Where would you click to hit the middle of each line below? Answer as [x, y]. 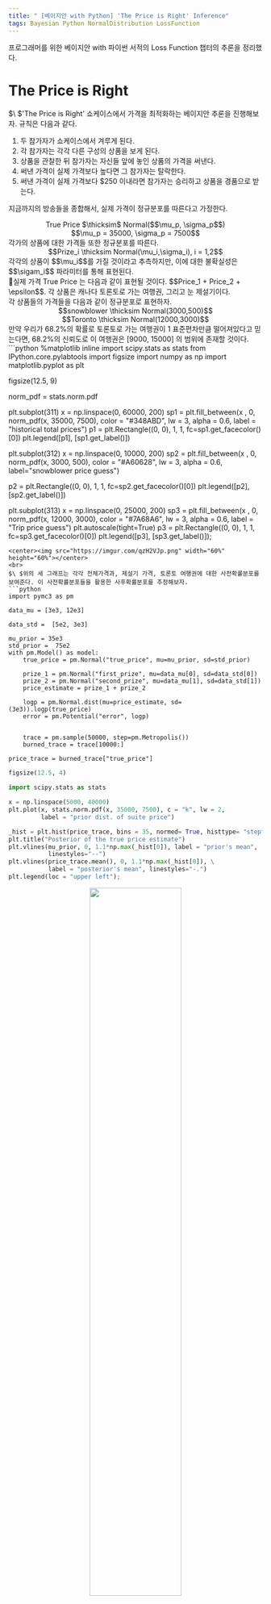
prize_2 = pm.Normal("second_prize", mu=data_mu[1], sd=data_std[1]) [142, 681]
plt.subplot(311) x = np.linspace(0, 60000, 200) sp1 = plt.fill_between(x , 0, [132, 412]
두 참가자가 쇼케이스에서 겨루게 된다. [77, 141]
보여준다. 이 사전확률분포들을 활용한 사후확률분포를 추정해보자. [98, 583]
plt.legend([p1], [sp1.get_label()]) [77, 438]
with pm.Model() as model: [54, 653]
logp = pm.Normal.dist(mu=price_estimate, [95, 703]
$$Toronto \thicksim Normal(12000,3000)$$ [135, 320]
